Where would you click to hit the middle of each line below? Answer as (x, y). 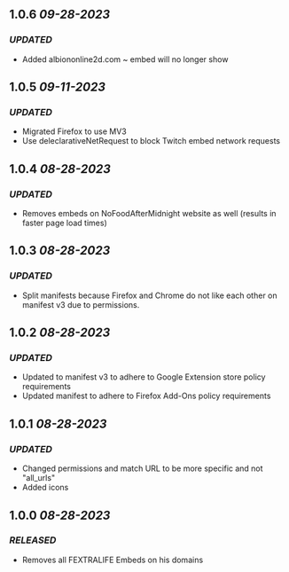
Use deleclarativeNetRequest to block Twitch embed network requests (151, 141)
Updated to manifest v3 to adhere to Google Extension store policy (144, 377)
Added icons (45, 488)
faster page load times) (65, 223)
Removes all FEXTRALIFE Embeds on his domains (113, 560)
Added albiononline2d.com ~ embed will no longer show (125, 59)
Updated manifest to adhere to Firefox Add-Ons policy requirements (146, 396)
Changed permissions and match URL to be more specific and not (142, 468)
